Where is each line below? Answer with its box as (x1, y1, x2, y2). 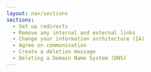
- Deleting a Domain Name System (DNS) (12, 55, 127, 62)
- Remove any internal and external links (12, 29, 136, 36)
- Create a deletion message (12, 49, 96, 56)
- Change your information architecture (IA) (12, 36, 146, 43)
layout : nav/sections (6, 10, 69, 17)
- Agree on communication (12, 42, 87, 49)
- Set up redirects (12, 23, 69, 29)
